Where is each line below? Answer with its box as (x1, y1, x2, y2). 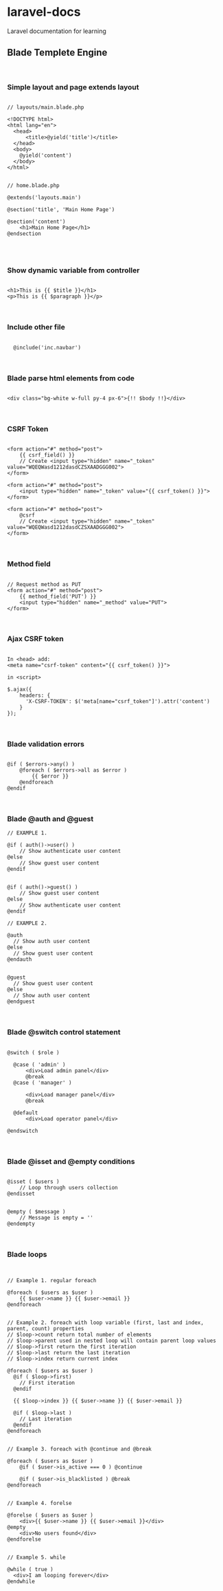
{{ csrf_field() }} (19, 452, 75, 459)
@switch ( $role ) (7, 1049, 60, 1056)
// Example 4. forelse (7, 1500, 72, 1507)
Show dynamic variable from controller (7, 266, 140, 275)
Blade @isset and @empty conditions (7, 1156, 135, 1166)
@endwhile (7, 1578, 36, 1585)
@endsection (7, 230, 41, 237)
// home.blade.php (7, 182, 60, 189)
